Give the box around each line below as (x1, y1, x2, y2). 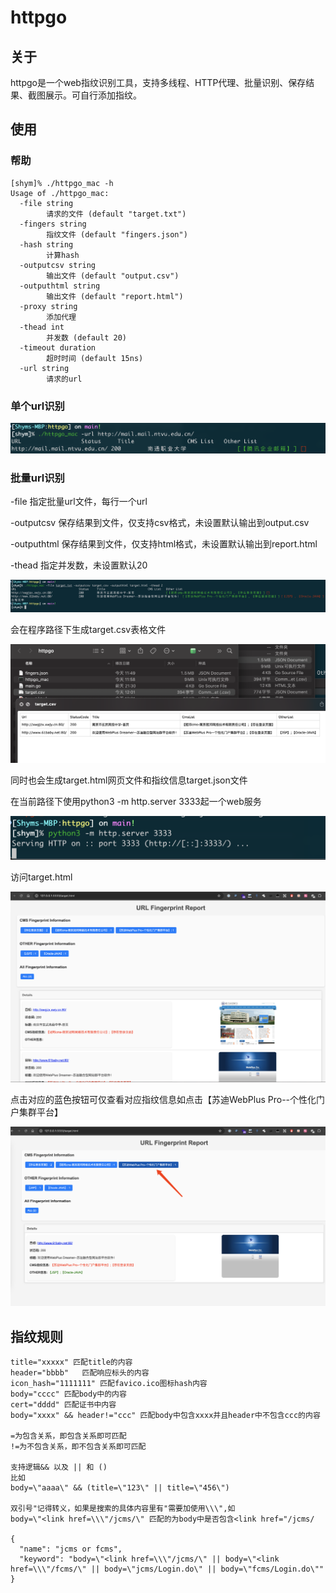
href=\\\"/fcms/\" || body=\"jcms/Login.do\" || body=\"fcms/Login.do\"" (10, 1564, 325, 1574)
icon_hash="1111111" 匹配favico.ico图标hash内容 (10, 1378, 208, 1388)
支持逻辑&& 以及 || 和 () (10, 1462, 108, 1472)
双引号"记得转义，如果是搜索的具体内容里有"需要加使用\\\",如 (10, 1503, 236, 1513)
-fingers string (19, 219, 87, 229)
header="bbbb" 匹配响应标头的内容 (10, 1367, 150, 1378)
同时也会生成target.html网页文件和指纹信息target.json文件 (10, 774, 248, 786)
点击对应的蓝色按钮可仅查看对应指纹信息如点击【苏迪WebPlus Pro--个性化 (10, 1094, 317, 1106)
